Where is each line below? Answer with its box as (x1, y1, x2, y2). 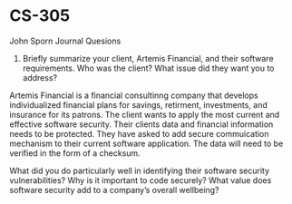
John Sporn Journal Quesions (9, 35, 122, 46)
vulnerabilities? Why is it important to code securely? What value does (9, 174, 272, 186)
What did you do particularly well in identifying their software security (9, 165, 270, 176)
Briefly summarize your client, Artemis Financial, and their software (22, 53, 274, 63)
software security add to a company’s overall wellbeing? (9, 184, 219, 195)
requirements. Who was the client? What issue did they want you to (22, 63, 275, 73)
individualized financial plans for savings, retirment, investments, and (9, 99, 268, 110)
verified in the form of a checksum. (9, 147, 141, 159)
